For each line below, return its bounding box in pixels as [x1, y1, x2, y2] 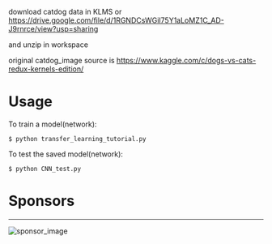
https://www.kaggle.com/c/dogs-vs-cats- [116, 56, 257, 65]
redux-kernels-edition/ [8, 64, 84, 74]
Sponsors [8, 192, 75, 210]
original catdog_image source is [8, 56, 115, 65]
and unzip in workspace [8, 40, 89, 49]
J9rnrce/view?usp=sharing [8, 24, 99, 33]
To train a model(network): [8, 119, 97, 129]
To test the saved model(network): [8, 149, 124, 159]
